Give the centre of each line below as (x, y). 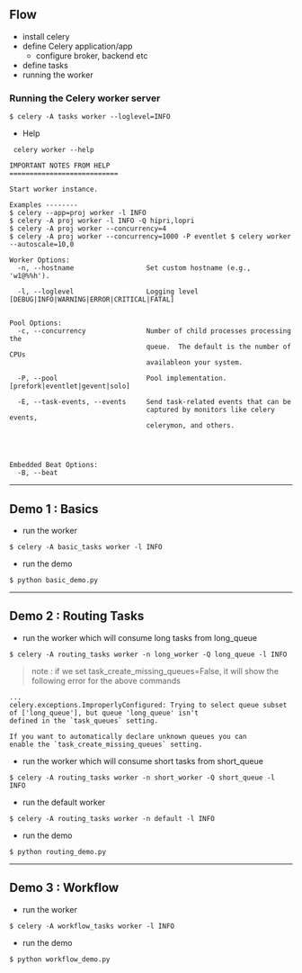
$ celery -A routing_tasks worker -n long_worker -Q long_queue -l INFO (148, 654)
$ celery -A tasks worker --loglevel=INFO (90, 117)
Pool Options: (36, 323)
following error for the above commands (106, 680)
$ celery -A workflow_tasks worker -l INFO (92, 926)
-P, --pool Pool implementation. (122, 378)
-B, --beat (38, 473)
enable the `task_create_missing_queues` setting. (106, 744)
